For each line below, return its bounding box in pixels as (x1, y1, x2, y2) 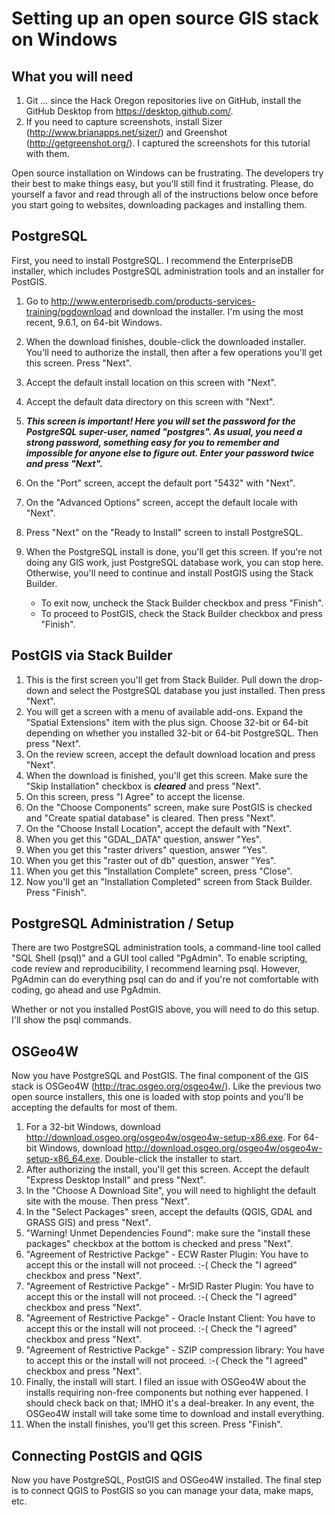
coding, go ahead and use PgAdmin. (11, 984, 161, 996)
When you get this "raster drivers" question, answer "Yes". (25, 843, 268, 856)
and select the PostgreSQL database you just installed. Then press (51, 684, 326, 696)
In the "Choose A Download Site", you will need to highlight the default (25, 1185, 317, 1197)
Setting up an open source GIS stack (11, 7, 319, 30)
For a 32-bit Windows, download (25, 1121, 161, 1133)
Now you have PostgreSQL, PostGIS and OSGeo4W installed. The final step (11, 1474, 322, 1486)
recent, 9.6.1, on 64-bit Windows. (25, 316, 163, 328)
